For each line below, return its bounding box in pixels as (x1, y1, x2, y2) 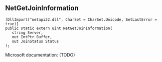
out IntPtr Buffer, (11, 34, 52, 39)
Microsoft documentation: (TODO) (5, 52, 75, 58)
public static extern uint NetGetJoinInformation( (5, 26, 113, 31)
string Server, (11, 30, 43, 35)
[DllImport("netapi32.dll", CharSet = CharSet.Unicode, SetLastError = (5, 17, 157, 22)
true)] (5, 21, 19, 26)
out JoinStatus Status (11, 39, 59, 44)
